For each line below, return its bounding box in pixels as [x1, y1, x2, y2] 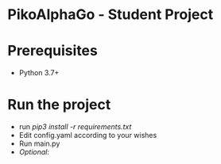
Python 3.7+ [18, 68, 60, 78]
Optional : [18, 147, 49, 157]
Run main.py [18, 139, 60, 148]
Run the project [7, 96, 111, 114]
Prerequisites [7, 42, 99, 60]
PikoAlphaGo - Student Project [7, 6, 214, 24]
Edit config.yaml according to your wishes [18, 131, 157, 140]
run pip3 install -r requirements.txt [18, 122, 132, 132]
